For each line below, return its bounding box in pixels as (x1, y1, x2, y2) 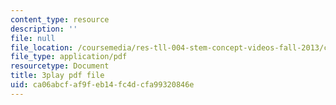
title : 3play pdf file (10, 71, 105, 81)
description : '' (10, 24, 78, 34)
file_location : (10, 42, 74, 53)
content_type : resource (10, 14, 110, 25)
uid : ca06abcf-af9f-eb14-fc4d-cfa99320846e (10, 80, 195, 90)
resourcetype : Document (10, 61, 110, 71)
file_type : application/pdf (10, 52, 128, 62)
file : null (10, 33, 56, 43)
